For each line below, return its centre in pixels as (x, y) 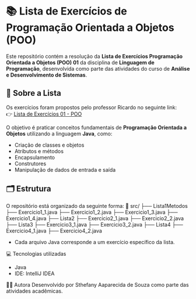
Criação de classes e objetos (49, 145)
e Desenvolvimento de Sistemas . (47, 75)
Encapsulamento (35, 157)
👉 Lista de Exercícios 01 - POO (44, 114)
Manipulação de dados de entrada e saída (65, 169)
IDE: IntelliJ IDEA (34, 273)
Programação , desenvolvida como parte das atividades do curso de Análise (98, 68)
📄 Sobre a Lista (34, 93)
